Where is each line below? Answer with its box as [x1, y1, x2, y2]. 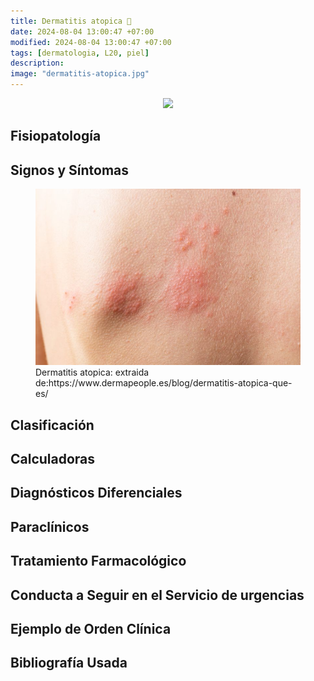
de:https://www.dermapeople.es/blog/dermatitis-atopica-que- [35, 377, 293, 389]
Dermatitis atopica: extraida [35, 366, 150, 379]
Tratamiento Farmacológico [10, 553, 187, 570]
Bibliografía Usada [10, 655, 128, 672]
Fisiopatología [10, 128, 102, 145]
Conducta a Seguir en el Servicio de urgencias [10, 586, 305, 604]
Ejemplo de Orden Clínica [10, 620, 172, 637]
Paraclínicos [10, 518, 90, 535]
